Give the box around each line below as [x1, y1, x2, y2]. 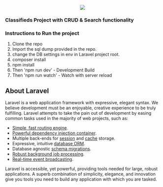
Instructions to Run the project [5, 30, 80, 36]
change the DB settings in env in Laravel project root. [12, 52, 120, 58]
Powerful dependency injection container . [12, 130, 97, 136]
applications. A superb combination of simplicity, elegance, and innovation [5, 171, 156, 177]
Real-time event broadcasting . [12, 156, 74, 162]
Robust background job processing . [12, 151, 85, 157]
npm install [12, 62, 35, 68]
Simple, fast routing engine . [12, 125, 68, 131]
